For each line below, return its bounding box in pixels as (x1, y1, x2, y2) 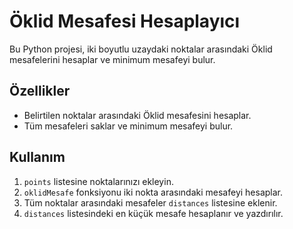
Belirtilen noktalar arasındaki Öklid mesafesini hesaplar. (23, 109, 252, 121)
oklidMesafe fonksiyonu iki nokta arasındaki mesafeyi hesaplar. (23, 186, 284, 198)
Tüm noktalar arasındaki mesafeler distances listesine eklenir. (23, 196, 278, 209)
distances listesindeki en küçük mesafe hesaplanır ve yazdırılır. (23, 207, 284, 219)
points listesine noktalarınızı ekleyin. (23, 175, 174, 187)
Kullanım (9, 149, 66, 166)
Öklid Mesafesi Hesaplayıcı (9, 10, 241, 33)
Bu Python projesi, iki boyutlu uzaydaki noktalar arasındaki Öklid (9, 43, 273, 55)
